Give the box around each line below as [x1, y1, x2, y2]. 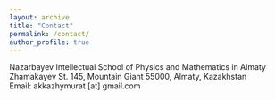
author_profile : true [9, 37, 90, 47]
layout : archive [9, 12, 70, 22]
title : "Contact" [9, 21, 74, 30]
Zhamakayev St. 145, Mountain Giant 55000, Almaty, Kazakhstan [9, 72, 247, 82]
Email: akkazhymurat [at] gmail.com [9, 81, 141, 91]
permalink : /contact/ [9, 29, 90, 38]
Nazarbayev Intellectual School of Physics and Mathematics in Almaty [9, 62, 266, 73]
